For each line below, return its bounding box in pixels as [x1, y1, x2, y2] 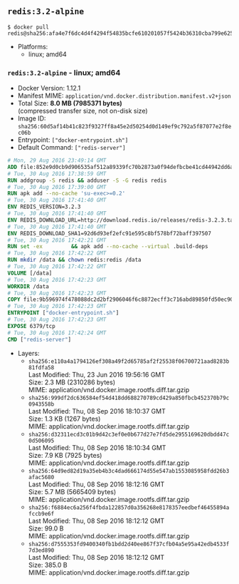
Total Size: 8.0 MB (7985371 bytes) [17, 99, 122, 108]
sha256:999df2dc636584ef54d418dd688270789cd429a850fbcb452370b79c [28, 394, 230, 401]
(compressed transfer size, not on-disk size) [17, 107, 148, 116]
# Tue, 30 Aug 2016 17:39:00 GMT [7, 183, 107, 190]
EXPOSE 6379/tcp [7, 322, 55, 329]
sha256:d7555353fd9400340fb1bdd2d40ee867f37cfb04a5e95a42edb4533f [28, 541, 230, 548]
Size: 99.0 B [28, 524, 64, 533]
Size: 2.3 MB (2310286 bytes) [28, 378, 116, 386]
